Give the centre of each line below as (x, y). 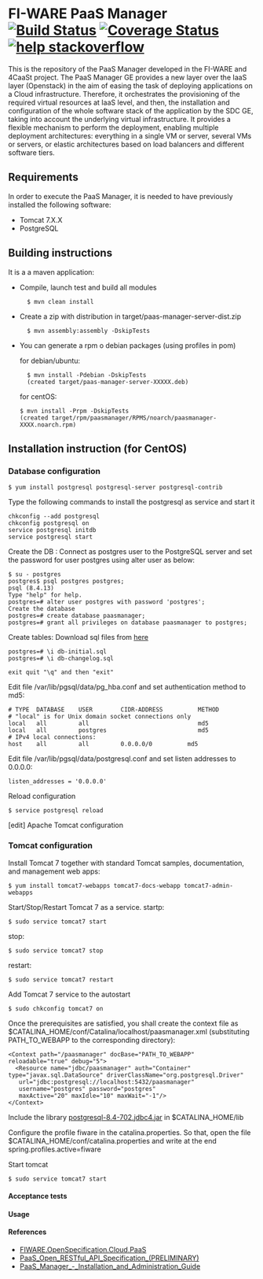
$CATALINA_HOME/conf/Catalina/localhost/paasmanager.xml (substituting (129, 1031)
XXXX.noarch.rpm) (48, 425)
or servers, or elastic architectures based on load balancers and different (126, 144)
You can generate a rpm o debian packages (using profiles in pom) (128, 345)
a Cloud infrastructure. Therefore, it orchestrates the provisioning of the (124, 94)
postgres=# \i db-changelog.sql (61, 659)
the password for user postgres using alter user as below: (101, 560)
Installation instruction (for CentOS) (97, 448)
